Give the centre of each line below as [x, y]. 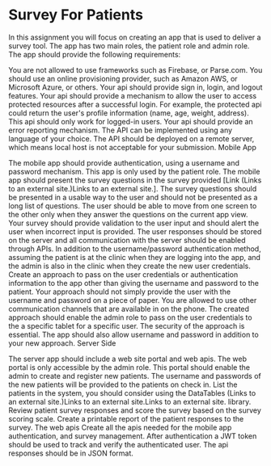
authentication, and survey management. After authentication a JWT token [133, 436]
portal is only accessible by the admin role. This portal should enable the [129, 367]
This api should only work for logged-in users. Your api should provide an [131, 121]
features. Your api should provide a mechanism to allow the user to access [133, 95]
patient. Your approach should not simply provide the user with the [120, 292]
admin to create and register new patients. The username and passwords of [135, 376]
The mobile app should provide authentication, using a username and [124, 162]
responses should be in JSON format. [71, 453]
